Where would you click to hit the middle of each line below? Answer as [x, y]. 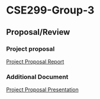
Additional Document [37, 77]
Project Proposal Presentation [42, 90]
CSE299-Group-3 [50, 10]
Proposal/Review [38, 32]
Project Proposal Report [35, 61]
